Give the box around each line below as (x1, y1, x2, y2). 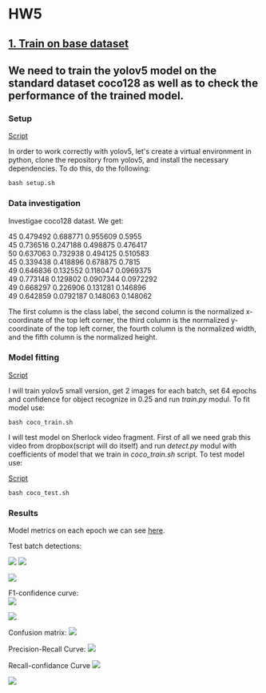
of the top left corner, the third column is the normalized (45, 315, 230, 324)
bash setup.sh (8, 179, 56, 187)
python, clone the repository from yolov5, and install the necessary (8, 155, 229, 165)
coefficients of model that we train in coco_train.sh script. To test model (8, 449, 245, 459)
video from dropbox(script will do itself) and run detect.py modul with (8, 441, 237, 450)
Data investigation (8, 198, 81, 209)
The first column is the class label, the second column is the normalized (8, 306, 244, 316)
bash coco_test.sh (8, 489, 69, 497)
